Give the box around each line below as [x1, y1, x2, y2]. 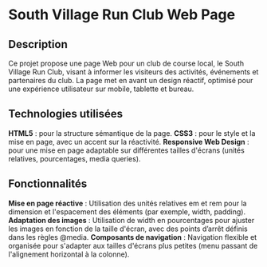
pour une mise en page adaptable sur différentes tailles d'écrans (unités [8, 145, 245, 155]
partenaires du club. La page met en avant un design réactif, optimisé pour [8, 76, 253, 85]
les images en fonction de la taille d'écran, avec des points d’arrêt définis [8, 224, 249, 233]
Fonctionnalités [8, 177, 88, 191]
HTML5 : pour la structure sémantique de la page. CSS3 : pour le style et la [8, 128, 256, 137]
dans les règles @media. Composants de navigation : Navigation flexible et [8, 232, 257, 241]
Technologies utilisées [8, 107, 124, 121]
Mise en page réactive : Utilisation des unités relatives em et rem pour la [8, 198, 247, 208]
